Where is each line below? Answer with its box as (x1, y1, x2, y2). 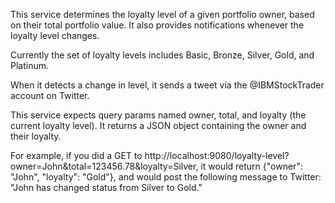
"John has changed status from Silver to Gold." (10, 182, 203, 193)
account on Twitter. (10, 90, 90, 101)
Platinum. (10, 60, 50, 71)
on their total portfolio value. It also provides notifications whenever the (10, 19, 305, 31)
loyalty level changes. (10, 30, 100, 41)
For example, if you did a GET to (10, 150, 143, 161)
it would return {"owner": (200, 160, 303, 172)
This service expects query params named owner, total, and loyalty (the (10, 109, 307, 121)
